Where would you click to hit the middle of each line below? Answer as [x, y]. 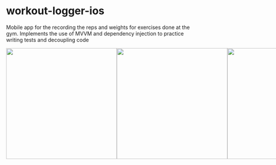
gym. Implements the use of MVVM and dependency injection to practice [95, 33]
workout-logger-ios [55, 11]
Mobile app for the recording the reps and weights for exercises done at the [98, 27]
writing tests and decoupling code [48, 40]
